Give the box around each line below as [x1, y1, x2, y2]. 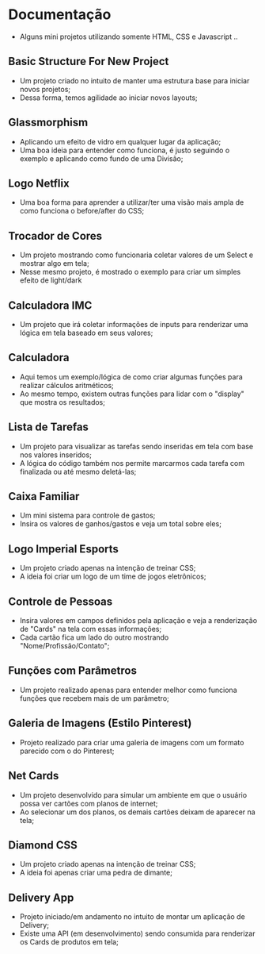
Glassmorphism [8, 116, 89, 129]
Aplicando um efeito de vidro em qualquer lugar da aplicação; [19, 137, 221, 146]
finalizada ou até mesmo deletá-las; [19, 467, 137, 476]
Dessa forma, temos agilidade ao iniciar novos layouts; [19, 93, 198, 102]
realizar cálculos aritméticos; [19, 380, 114, 390]
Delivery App [8, 891, 74, 904]
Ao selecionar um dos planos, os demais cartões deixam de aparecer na [19, 807, 256, 817]
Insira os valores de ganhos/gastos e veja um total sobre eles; [19, 519, 221, 529]
